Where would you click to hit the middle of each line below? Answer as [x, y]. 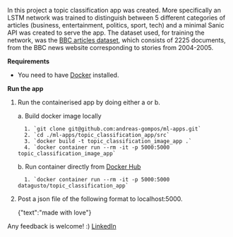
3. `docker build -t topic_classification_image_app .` [108, 141]
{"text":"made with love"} [54, 212]
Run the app [25, 89]
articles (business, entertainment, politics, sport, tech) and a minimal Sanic [116, 25]
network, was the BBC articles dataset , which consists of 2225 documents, [116, 40]
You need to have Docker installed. [68, 75]
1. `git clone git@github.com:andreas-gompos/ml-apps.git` [113, 129]
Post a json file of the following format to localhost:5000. [100, 199]
